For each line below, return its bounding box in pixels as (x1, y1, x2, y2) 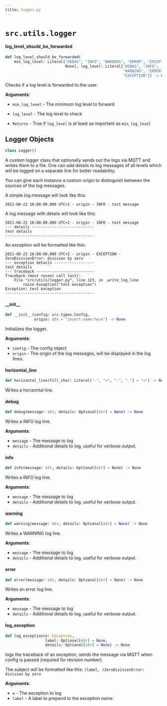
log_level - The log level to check (12, 111, 83, 117)
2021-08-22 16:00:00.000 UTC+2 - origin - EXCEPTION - (5, 252, 121, 257)
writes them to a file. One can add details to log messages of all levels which (5, 163, 162, 169)
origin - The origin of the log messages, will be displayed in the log (12, 351, 151, 356)
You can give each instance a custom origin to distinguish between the (5, 177, 150, 183)
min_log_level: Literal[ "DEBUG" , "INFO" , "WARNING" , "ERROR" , (14, 59, 146, 64)
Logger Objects (5, 135, 54, 143)
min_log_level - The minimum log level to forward (12, 101, 115, 107)
